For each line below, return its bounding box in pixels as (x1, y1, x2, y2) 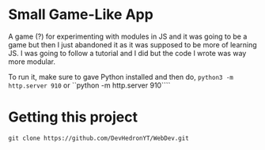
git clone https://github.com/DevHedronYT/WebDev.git (8, 134, 190, 142)
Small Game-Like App (8, 6, 154, 24)
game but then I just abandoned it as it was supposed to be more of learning (8, 39, 257, 49)
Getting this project (8, 108, 138, 126)
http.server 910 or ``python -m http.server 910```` (8, 81, 171, 90)
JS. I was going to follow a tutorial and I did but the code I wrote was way (8, 48, 247, 58)
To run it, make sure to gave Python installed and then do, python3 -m (8, 72, 233, 81)
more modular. (8, 57, 55, 66)
